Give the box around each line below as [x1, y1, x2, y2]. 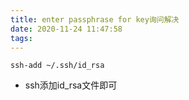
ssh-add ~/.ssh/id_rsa [10, 61, 105, 71]
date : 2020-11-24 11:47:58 [10, 24, 123, 34]
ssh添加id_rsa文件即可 [24, 79, 118, 91]
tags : [10, 33, 33, 43]
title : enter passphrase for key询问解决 [10, 14, 180, 25]
